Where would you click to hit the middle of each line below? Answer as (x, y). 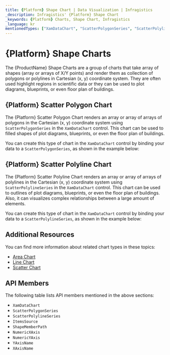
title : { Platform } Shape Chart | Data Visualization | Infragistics (79, 10)
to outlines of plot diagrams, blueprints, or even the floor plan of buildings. (83, 193)
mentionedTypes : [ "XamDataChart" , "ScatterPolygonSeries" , (69, 29)
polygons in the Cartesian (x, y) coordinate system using (64, 122)
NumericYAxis (26, 338)
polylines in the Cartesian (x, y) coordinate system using (64, 182)
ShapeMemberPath (30, 327)
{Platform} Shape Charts (58, 54)
